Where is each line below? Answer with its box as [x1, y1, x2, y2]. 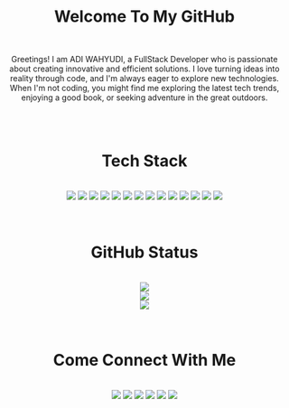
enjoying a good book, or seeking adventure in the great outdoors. [21, 92, 268, 103]
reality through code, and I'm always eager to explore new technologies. [10, 72, 279, 83]
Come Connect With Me [52, 350, 237, 370]
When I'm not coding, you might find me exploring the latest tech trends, [9, 82, 280, 93]
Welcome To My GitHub [54, 6, 235, 27]
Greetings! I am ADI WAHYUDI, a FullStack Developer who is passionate [11, 53, 278, 64]
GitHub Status [90, 242, 199, 263]
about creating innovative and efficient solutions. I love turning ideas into [9, 63, 280, 74]
